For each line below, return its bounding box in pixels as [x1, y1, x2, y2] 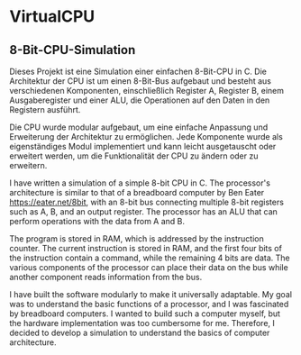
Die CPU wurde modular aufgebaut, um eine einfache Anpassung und [9, 122, 269, 132]
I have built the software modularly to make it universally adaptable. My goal [9, 289, 293, 299]
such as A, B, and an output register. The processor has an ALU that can [9, 206, 278, 217]
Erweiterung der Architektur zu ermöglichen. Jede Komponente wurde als [9, 132, 284, 141]
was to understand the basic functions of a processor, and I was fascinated [9, 299, 289, 309]
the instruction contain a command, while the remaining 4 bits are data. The [9, 252, 290, 263]
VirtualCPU [9, 6, 96, 27]
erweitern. [9, 160, 48, 170]
